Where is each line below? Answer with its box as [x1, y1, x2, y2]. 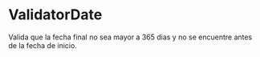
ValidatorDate [8, 6, 103, 24]
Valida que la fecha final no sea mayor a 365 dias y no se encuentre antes [8, 32, 253, 42]
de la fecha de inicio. [8, 40, 78, 50]
